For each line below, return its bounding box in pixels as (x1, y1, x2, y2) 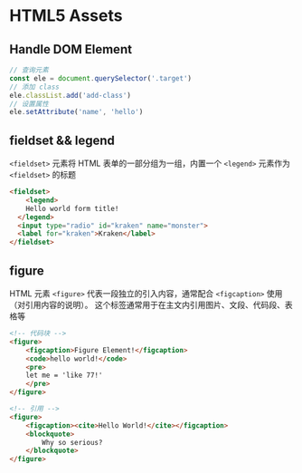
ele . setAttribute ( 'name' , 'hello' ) (9, 108, 144, 117)
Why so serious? (42, 438, 103, 447)
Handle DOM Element (9, 42, 133, 57)
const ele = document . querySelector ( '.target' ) (9, 73, 193, 82)
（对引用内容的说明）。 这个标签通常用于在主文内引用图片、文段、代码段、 (9, 300, 285, 310)
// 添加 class (9, 82, 61, 92)
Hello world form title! (25, 204, 119, 213)
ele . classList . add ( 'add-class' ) (9, 91, 131, 100)
